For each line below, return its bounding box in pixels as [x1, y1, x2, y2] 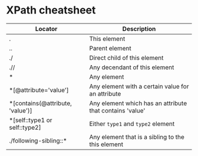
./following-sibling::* [9, 136, 67, 144]
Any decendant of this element [89, 63, 174, 71]
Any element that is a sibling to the [89, 133, 184, 141]
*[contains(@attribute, [9, 99, 72, 107]
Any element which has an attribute [89, 99, 187, 107]
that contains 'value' [89, 106, 146, 114]
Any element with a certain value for [89, 82, 189, 90]
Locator [35, 25, 58, 33]
